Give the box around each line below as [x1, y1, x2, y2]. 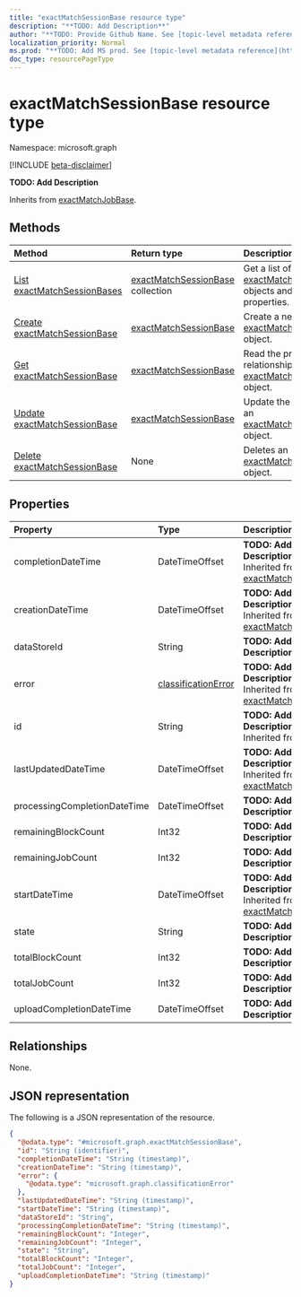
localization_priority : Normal [9, 38, 126, 48]
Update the [243, 396, 291, 408]
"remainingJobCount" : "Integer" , [17, 1238, 142, 1247]
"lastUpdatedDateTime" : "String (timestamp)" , [17, 1197, 194, 1206]
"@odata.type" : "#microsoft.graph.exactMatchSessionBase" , [17, 1138, 243, 1147]
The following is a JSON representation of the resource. [9, 1112, 215, 1123]
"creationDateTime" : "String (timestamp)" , [17, 1162, 182, 1171]
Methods [9, 221, 61, 236]
